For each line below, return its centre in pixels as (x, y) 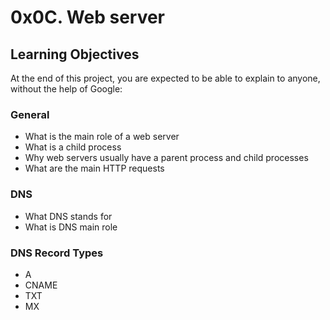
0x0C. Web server (88, 17)
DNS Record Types (57, 253)
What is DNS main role (71, 227)
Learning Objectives (75, 54)
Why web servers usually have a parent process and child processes (166, 158)
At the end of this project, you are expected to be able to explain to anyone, (165, 78)
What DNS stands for (68, 216)
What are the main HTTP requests (94, 168)
